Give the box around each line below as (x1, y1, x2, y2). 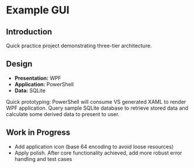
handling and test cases (14, 155, 72, 162)
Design (6, 59, 33, 69)
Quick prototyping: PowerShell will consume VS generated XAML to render (6, 98, 186, 105)
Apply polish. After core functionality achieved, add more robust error (14, 149, 182, 156)
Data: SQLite (14, 87, 46, 94)
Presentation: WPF (14, 74, 61, 82)
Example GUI (6, 3, 70, 17)
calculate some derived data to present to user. (6, 110, 120, 117)
